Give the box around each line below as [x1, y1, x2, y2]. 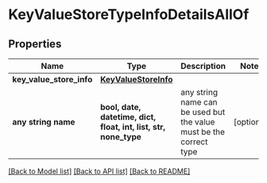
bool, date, [100, 101, 141, 112]
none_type [100, 132, 141, 142]
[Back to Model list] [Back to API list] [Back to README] [8, 166, 191, 176]
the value [180, 116, 215, 128]
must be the [180, 127, 225, 137]
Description [180, 61, 226, 71]
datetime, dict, [100, 112, 157, 122]
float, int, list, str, [100, 121, 166, 132]
